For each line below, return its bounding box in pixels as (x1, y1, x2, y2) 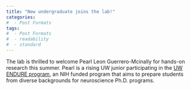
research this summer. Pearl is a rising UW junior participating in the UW (6, 64, 183, 71)
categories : (6, 14, 36, 20)
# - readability (6, 36, 49, 42)
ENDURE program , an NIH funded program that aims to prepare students (6, 70, 184, 78)
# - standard (6, 42, 42, 48)
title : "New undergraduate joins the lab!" (6, 8, 116, 15)
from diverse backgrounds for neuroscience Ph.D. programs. (6, 76, 155, 83)
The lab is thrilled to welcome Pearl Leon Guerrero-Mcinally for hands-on (6, 57, 185, 65)
